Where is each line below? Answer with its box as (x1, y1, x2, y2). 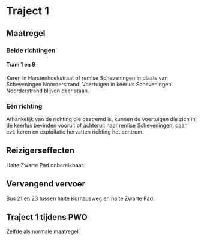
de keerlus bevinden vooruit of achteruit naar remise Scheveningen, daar (6, 122, 187, 129)
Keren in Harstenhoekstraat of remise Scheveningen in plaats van (6, 74, 168, 82)
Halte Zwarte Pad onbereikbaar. (6, 161, 85, 168)
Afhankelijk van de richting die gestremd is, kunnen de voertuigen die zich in (6, 116, 196, 122)
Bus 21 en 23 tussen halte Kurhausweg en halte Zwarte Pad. (6, 195, 155, 202)
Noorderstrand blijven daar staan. (6, 87, 89, 94)
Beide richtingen (6, 46, 56, 55)
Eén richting (6, 102, 43, 110)
